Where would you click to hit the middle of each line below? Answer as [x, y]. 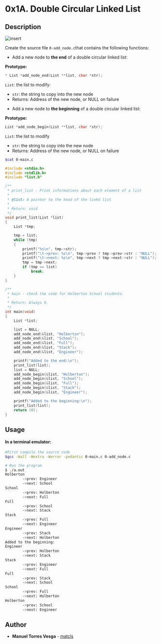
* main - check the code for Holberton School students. [66, 294]
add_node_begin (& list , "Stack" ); [47, 388]
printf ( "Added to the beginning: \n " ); [53, 401]
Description [23, 27]
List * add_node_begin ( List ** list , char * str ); [54, 127]
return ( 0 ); [26, 410]
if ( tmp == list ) [40, 267]
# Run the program [23, 465]
